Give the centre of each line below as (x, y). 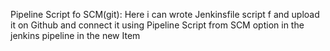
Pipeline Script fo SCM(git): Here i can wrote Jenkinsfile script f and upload (165, 14)
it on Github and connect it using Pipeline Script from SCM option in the (157, 25)
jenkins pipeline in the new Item (75, 35)
